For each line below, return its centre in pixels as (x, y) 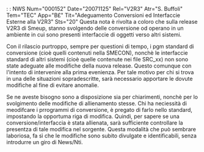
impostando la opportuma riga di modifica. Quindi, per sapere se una (93, 116)
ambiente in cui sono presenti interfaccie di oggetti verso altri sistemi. (94, 35)
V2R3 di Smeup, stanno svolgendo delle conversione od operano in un (95, 28)
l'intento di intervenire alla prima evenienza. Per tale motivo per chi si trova (100, 72)
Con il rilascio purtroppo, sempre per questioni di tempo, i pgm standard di (100, 46)
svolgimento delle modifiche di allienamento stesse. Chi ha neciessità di (97, 103)
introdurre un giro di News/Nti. (45, 142)
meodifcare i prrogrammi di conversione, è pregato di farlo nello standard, (99, 110)
